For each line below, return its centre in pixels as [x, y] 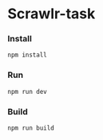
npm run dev [27, 91]
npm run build [31, 128]
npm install [27, 55]
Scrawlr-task [51, 14]
